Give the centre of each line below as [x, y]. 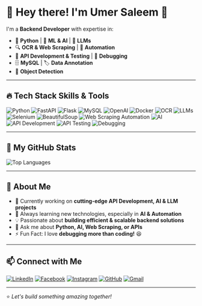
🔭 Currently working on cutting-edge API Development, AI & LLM [96, 201]
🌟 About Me [29, 187]
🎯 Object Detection [39, 71]
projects [26, 207]
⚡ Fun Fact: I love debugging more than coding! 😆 [78, 234]
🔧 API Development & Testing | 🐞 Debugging [71, 56]
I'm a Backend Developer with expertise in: [60, 29]
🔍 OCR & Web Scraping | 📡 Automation [65, 47]
